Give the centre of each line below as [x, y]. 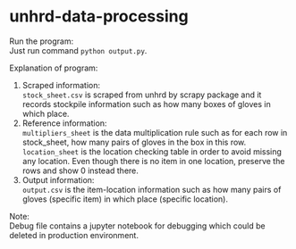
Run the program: [42, 41]
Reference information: [64, 123]
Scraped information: [61, 85]
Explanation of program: [54, 68]
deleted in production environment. [74, 235]
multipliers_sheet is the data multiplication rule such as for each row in [155, 132]
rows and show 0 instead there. [80, 170]
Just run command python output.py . [78, 50]
